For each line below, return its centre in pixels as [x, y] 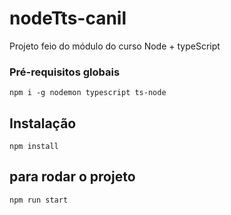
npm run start [39, 200]
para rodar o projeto [72, 177]
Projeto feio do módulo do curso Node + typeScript [115, 46]
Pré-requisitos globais [65, 72]
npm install [34, 147]
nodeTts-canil [68, 18]
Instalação [43, 123]
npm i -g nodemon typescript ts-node [88, 93]
